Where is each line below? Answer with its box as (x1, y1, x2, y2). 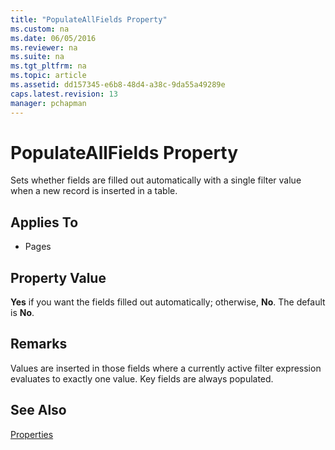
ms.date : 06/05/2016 (10, 33, 97, 43)
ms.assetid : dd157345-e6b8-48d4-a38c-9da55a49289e (10, 80, 226, 90)
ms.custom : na (10, 24, 70, 34)
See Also (10, 402, 67, 419)
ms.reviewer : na (10, 42, 78, 53)
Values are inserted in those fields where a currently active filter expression (10, 362, 322, 374)
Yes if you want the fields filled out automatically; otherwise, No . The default (10, 296, 326, 308)
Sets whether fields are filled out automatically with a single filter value (10, 174, 302, 186)
